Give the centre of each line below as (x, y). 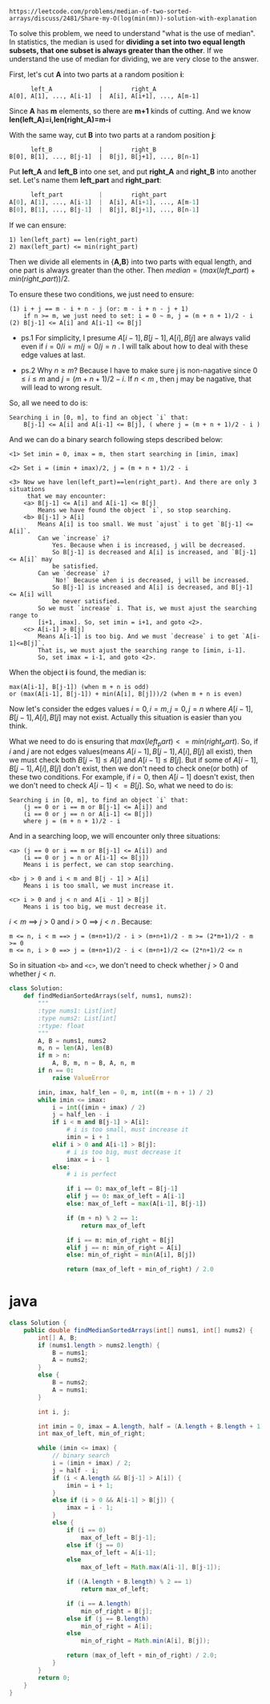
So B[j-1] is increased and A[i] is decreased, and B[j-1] (152, 587)
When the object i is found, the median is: (78, 672)
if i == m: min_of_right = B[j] (120, 1240)
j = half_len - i (81, 1115)
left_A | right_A (93, 89)
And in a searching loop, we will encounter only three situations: (115, 836)
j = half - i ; (75, 1470)
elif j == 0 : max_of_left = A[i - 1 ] (125, 1196)
